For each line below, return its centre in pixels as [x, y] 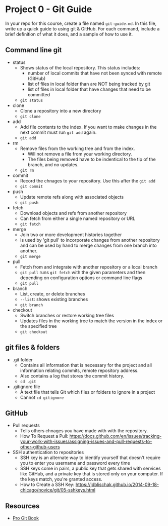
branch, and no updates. [53, 164]
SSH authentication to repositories [48, 453]
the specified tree [38, 326]
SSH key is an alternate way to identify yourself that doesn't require [90, 458]
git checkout [34, 332]
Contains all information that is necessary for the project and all [86, 365]
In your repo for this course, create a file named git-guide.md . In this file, [81, 23]
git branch [32, 305]
